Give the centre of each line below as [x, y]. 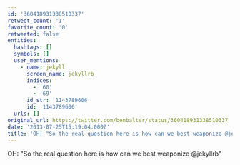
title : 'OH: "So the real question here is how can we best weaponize [115, 134]
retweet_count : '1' [36, 21]
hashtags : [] [33, 47]
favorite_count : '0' [38, 27]
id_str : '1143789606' [59, 101]
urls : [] [27, 114]
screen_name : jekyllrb [60, 74]
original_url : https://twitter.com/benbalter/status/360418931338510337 [118, 120]
